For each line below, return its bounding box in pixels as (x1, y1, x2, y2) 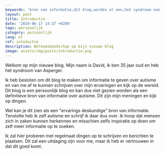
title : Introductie (5, 16, 45, 21)
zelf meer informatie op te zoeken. (5, 123, 75, 129)
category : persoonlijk (5, 30, 52, 35)
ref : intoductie (5, 39, 39, 44)
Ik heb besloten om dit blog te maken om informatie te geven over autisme (5, 77, 157, 83)
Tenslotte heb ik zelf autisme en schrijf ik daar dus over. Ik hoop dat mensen (5, 113, 161, 118)
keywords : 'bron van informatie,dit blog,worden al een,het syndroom (5, 7, 152, 12)
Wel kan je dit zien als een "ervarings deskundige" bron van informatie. (5, 107, 150, 114)
